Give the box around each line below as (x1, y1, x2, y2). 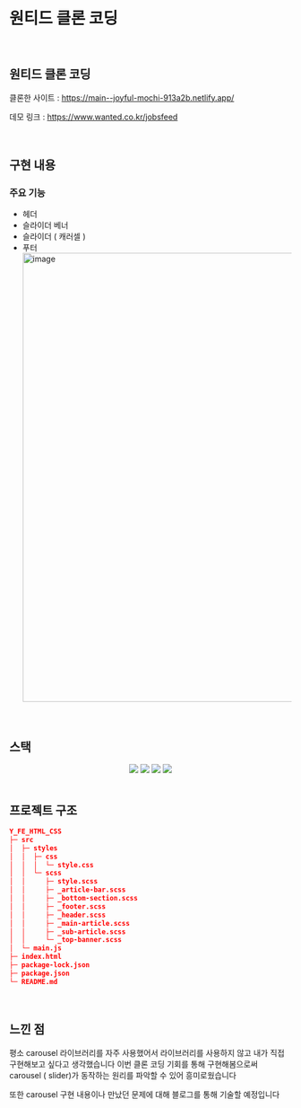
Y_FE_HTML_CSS (9, 827, 63, 836)
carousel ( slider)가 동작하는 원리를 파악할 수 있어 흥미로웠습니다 (9, 1069, 237, 1080)
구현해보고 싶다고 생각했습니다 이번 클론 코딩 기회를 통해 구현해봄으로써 (9, 1059, 258, 1069)
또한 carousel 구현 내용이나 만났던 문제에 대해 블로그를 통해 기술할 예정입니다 (9, 1088, 280, 1100)
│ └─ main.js (9, 944, 63, 953)
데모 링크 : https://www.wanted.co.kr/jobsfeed (9, 111, 178, 122)
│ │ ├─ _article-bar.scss (9, 885, 126, 894)
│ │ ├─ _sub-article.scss (9, 927, 126, 937)
